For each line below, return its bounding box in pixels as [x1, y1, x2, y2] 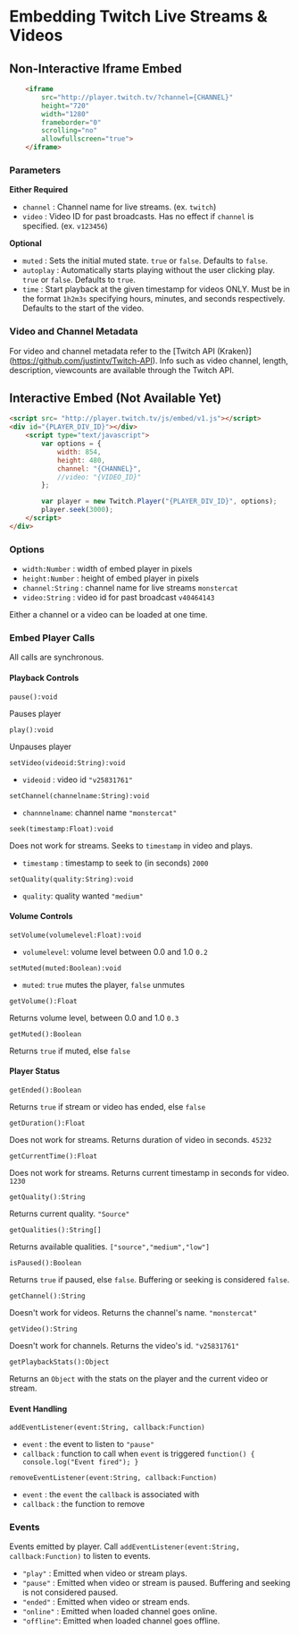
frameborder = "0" [41, 118, 102, 127]
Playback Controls [9, 672, 79, 683]
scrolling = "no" [41, 126, 98, 135]
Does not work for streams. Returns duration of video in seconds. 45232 [9, 1134, 272, 1145]
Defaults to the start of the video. [21, 302, 145, 314]
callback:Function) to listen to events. [9, 1551, 152, 1562]
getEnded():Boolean [9, 1086, 82, 1094]
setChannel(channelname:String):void [9, 791, 150, 800]
